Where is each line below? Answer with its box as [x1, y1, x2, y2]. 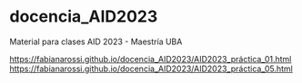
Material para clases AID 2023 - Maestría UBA [9, 36, 183, 47]
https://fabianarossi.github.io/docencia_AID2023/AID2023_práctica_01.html [9, 53, 292, 64]
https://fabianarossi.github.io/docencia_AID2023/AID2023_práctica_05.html [9, 63, 293, 74]
